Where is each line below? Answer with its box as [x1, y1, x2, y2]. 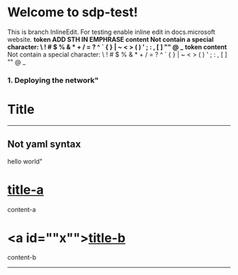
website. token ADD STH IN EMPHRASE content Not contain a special [7, 35, 214, 43]
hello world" [7, 157, 43, 165]
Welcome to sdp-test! [7, 4, 138, 21]
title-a [7, 182, 44, 198]
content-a [7, 205, 37, 213]
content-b [7, 253, 37, 262]
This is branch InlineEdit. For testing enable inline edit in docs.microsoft [7, 28, 216, 36]
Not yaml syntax [7, 139, 81, 151]
